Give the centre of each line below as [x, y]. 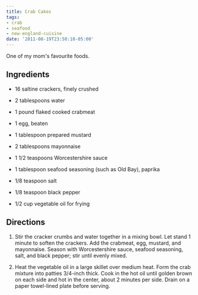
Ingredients [28, 75]
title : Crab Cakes [29, 12]
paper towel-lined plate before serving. [63, 286]
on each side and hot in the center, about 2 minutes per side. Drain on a [102, 280]
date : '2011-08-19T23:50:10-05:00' [50, 39]
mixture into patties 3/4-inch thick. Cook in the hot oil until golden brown [103, 273]
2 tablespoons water [40, 100]
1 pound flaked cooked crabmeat [55, 112]
